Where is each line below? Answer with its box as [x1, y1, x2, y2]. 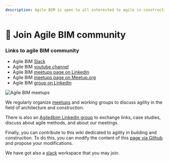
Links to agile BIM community [5, 47, 79, 54]
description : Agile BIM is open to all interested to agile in [5, 7, 142, 13]
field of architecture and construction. [5, 105, 84, 111]
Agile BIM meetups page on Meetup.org [12, 74, 96, 80]
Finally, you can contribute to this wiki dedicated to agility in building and [5, 129, 157, 136]
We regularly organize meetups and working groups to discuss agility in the [5, 99, 163, 106]
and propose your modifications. [5, 140, 73, 146]
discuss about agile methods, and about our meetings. [5, 120, 119, 126]
